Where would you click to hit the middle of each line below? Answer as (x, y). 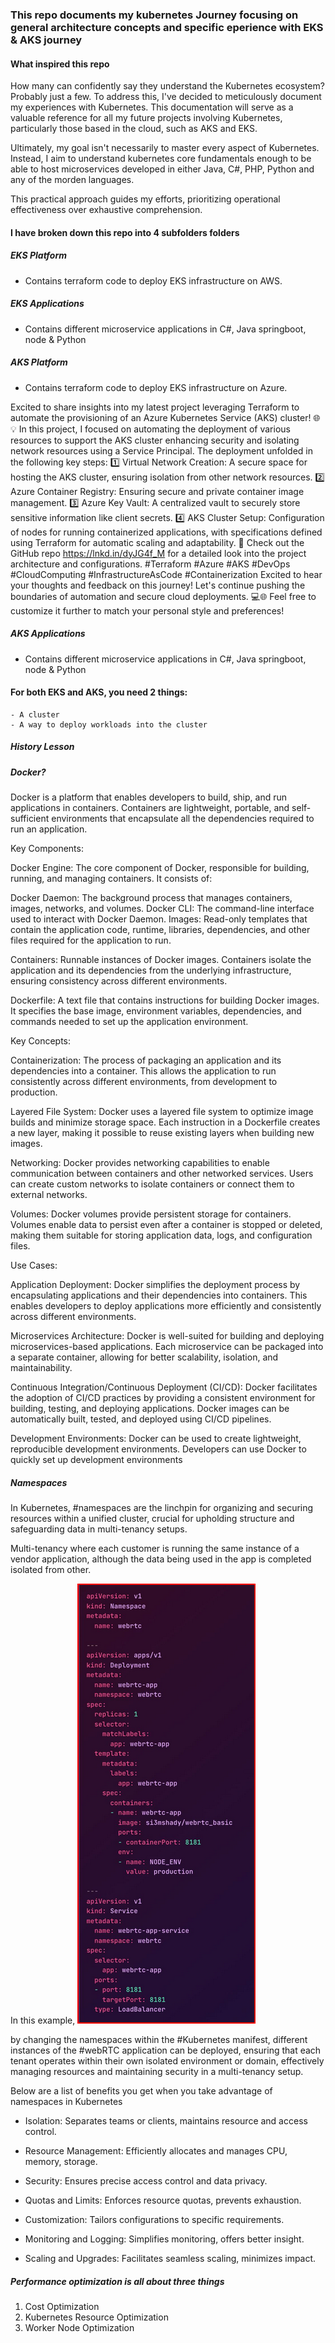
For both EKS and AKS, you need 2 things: (99, 692)
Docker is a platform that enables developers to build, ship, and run (149, 797)
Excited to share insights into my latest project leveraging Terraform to (155, 407)
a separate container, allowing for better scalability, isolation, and (144, 1357)
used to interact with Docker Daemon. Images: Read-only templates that (159, 919)
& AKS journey (46, 40)
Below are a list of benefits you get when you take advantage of (141, 2091)
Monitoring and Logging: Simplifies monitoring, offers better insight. (164, 2239)
